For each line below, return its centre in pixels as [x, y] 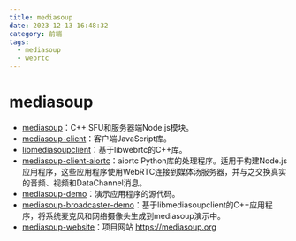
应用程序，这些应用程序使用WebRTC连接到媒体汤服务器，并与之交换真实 [154, 171]
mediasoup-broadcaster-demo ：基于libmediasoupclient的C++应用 [144, 205]
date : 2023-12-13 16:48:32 [59, 26]
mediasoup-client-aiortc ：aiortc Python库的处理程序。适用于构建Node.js [155, 161]
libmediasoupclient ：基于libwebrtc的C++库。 [104, 149]
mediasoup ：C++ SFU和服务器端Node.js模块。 [108, 127]
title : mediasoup [41, 17]
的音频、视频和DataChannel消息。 [84, 183]
